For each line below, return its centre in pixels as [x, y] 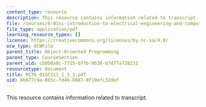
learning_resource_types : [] [44, 35]
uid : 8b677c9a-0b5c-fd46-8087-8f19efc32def [63, 80]
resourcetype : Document [37, 69]
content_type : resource [37, 12]
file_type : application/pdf [42, 29]
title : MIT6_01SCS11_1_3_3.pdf [46, 75]
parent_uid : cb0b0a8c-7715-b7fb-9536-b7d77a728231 [72, 63]
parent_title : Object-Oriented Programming [63, 52]
